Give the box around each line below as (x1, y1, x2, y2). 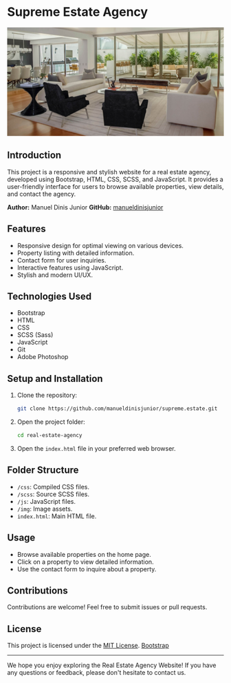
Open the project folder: (16, 418, 86, 426)
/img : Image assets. (16, 504, 73, 513)
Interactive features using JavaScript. (16, 263, 124, 272)
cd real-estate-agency (16, 432, 82, 439)
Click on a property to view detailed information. (16, 558, 154, 566)
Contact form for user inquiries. (16, 256, 107, 264)
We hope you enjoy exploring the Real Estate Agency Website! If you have (7, 661, 217, 669)
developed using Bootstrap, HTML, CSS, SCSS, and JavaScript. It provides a (7, 175, 223, 183)
